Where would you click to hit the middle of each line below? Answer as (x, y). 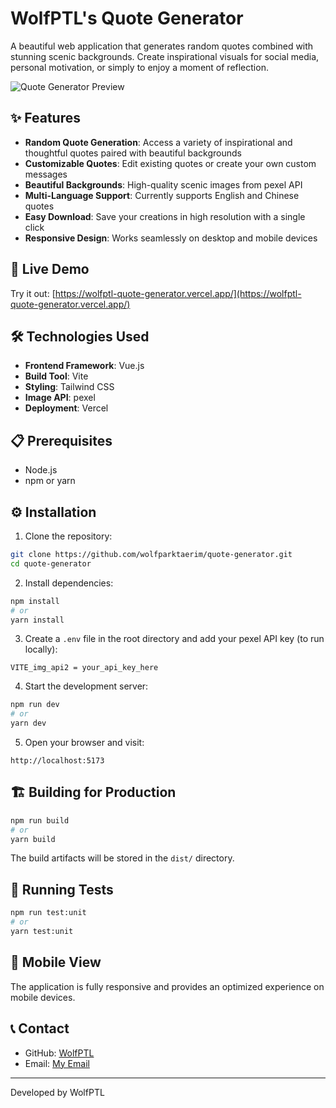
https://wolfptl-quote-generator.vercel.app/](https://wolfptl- (178, 293)
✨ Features (45, 118)
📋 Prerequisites (61, 440)
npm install (35, 601)
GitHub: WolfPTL (59, 1053)
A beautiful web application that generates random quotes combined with (162, 46)
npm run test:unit (48, 913)
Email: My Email (57, 1063)
